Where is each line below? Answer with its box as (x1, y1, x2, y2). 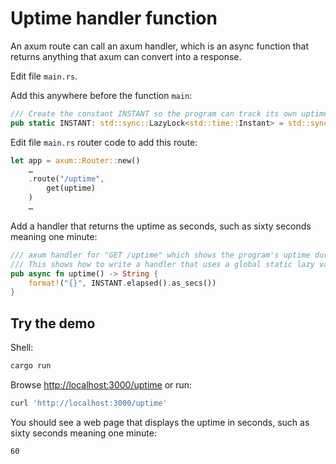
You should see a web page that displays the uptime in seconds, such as (10, 416, 310, 428)
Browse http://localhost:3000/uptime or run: (10, 379, 193, 391)
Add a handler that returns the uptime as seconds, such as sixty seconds (10, 220, 312, 232)
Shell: (10, 342, 34, 354)
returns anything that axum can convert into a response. (10, 50, 242, 62)
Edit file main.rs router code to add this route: (10, 136, 198, 148)
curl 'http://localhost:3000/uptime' (10, 398, 168, 408)
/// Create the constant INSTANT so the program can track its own (10, 108, 298, 119)
